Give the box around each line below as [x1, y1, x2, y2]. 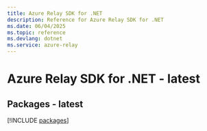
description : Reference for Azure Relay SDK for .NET [7, 16, 165, 23]
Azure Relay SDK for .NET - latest [7, 71, 201, 87]
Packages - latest [7, 98, 84, 110]
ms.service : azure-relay [7, 42, 78, 48]
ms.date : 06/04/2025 [7, 23, 66, 29]
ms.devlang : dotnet [7, 35, 63, 42]
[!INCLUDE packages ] [7, 117, 69, 124]
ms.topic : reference [7, 29, 66, 36]
